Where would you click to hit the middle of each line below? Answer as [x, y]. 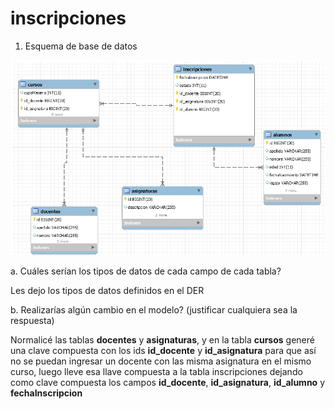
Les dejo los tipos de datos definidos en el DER [107, 291]
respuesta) [32, 321]
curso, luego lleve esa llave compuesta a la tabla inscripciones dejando [156, 372]
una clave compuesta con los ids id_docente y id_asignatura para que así [163, 351]
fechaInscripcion [46, 393]
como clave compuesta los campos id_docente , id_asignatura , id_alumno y [168, 383]
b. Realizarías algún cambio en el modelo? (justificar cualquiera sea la [154, 310]
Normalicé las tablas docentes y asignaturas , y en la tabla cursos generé [162, 340]
